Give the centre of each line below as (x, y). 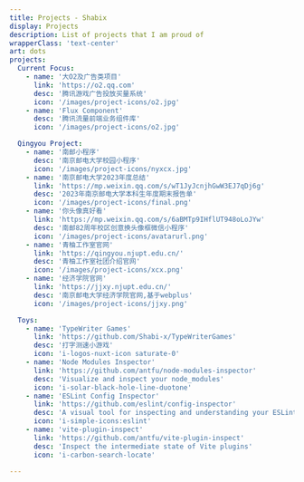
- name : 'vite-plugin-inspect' (85, 429)
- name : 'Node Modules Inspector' (90, 362)
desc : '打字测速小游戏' (73, 345)
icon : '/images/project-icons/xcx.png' (108, 270)
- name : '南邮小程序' (63, 152)
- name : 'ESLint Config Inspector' (93, 396)
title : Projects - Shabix (58, 18)
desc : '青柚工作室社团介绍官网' (87, 262)
